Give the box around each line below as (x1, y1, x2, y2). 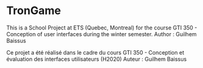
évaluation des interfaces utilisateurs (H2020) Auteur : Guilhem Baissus (6, 55, 187, 62)
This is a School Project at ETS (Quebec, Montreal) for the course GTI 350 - (6, 24, 197, 31)
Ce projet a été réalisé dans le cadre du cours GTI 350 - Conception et (6, 48, 185, 56)
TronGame (6, 4, 61, 18)
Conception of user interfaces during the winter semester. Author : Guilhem (6, 30, 197, 37)
